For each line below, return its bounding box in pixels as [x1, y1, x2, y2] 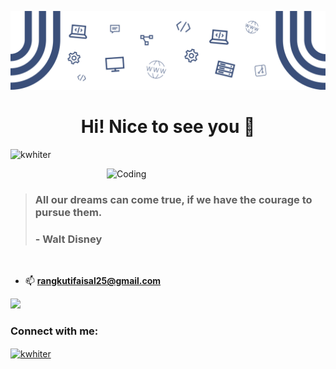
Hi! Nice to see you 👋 [80, 116, 256, 138]
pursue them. [34, 205, 103, 219]
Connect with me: [10, 324, 99, 338]
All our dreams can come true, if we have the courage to [34, 192, 313, 206]
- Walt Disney [34, 232, 103, 246]
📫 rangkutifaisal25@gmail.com [24, 275, 162, 287]
